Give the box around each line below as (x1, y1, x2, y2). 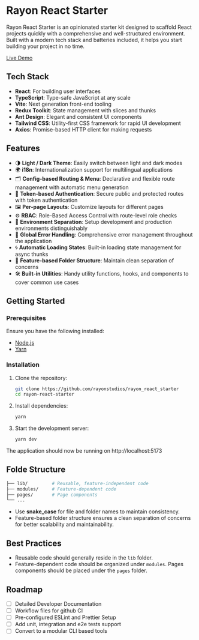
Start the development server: (14, 424, 89, 432)
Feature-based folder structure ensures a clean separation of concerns (14, 515, 191, 522)
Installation (6, 361, 40, 369)
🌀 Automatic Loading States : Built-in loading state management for (14, 244, 182, 251)
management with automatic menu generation (14, 184, 129, 191)
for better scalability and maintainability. (14, 521, 114, 528)
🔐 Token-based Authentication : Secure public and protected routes (14, 190, 184, 197)
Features (6, 143, 40, 154)
